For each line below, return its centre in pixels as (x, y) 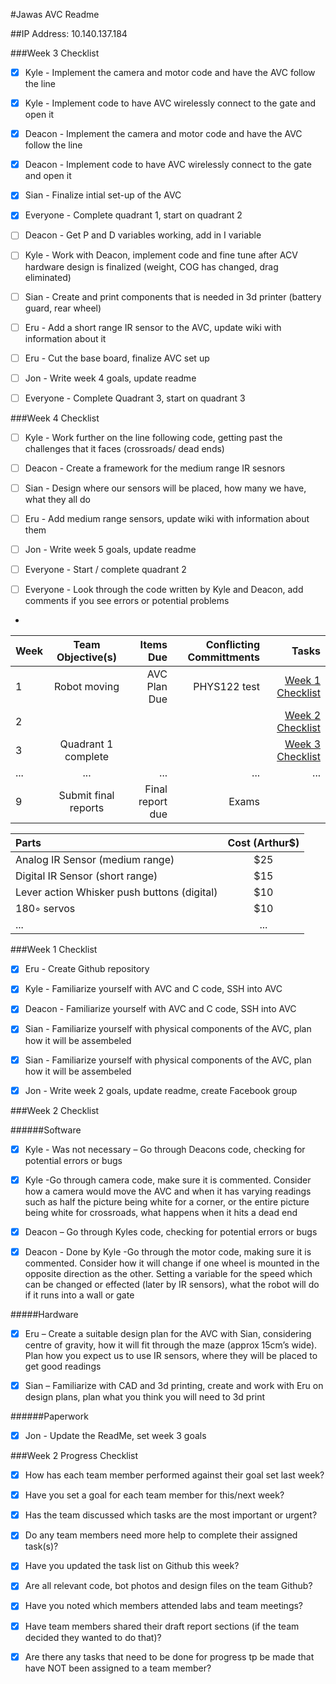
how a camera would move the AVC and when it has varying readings (168, 1191)
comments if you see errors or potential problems (127, 601)
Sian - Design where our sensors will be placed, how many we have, (165, 488)
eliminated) (48, 277)
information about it (65, 338)
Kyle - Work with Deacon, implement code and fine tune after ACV (161, 255)
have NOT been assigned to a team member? (118, 1668)
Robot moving (86, 687)
